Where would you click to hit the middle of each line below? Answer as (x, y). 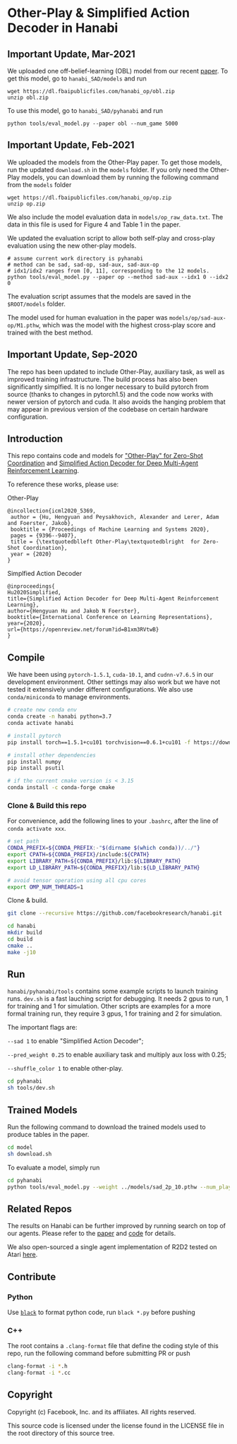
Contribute (32, 1276)
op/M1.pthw (23, 325)
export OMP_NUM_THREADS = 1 (45, 887)
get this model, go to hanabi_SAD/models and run (77, 78)
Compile (26, 657)
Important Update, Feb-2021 (71, 145)
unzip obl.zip (28, 97)
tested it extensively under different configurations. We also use (100, 690)
